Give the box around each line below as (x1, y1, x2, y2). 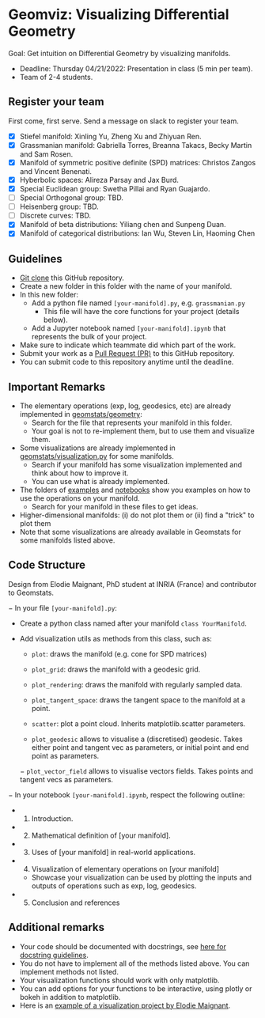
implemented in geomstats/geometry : (19, 410, 142, 418)
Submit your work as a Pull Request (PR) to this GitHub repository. (19, 349, 235, 358)
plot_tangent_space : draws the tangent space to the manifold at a (31, 694, 246, 705)
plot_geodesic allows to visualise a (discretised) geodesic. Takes (31, 734, 243, 744)
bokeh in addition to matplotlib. (19, 992, 121, 1001)
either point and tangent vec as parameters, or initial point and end (31, 742, 249, 752)
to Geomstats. (8, 588, 54, 597)
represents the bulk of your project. (31, 332, 148, 342)
